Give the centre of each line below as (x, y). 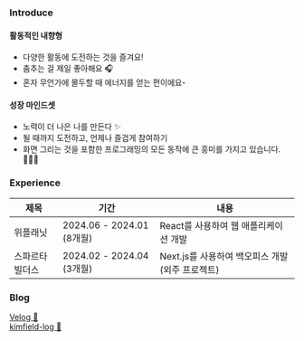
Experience (35, 183)
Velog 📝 (24, 317)
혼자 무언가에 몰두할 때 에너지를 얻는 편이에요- (104, 82)
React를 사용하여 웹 (199, 225)
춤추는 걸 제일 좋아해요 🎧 (68, 69)
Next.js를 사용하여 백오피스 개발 (224, 256)
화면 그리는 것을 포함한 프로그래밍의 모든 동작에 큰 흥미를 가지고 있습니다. (152, 149)
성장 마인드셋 (33, 105)
